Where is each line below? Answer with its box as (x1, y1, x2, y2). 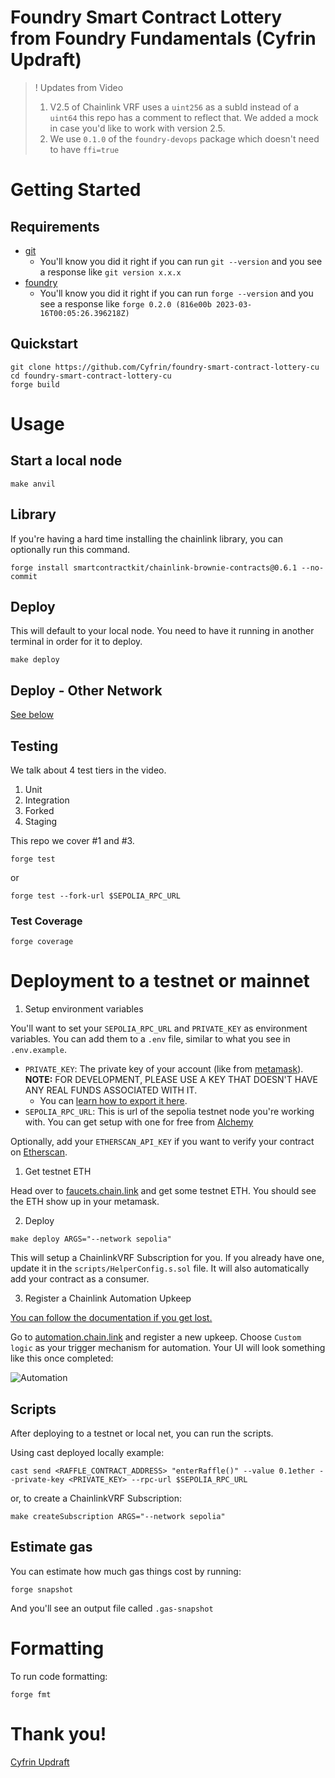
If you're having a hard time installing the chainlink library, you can (10, 532, 283, 545)
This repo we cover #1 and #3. (10, 835, 135, 846)
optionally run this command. (10, 543, 131, 555)
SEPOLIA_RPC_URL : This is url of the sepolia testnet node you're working (24, 1106, 315, 1118)
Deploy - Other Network (10, 682, 163, 699)
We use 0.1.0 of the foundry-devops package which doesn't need (49, 132, 320, 145)
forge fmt (10, 1689, 52, 1700)
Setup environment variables (24, 1003, 144, 1015)
